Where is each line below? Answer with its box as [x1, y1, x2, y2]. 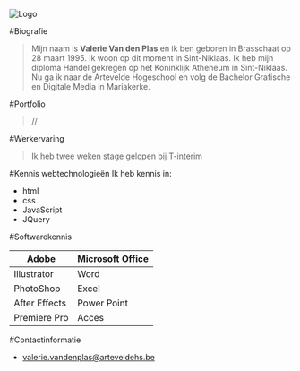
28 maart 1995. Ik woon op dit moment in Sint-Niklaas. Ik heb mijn [30, 53, 274, 63]
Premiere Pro [13, 312, 69, 324]
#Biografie [9, 26, 48, 36]
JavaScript [21, 204, 63, 215]
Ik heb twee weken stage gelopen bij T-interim [30, 151, 203, 161]
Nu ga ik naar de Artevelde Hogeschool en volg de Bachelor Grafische [30, 72, 291, 82]
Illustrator [13, 268, 54, 280]
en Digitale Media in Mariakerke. [30, 82, 150, 91]
